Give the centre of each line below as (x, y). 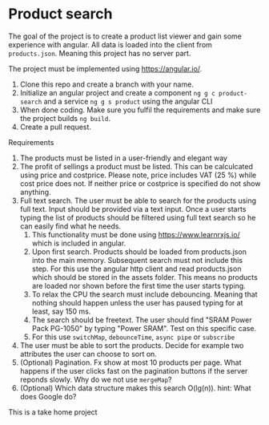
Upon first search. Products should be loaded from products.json (139, 251)
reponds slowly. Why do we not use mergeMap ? (96, 379)
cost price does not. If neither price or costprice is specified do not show (140, 183)
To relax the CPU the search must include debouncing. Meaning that (145, 294)
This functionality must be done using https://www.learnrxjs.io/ (136, 234)
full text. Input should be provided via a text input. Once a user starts (133, 208)
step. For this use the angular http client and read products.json (137, 269)
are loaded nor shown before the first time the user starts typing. (139, 285)
